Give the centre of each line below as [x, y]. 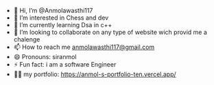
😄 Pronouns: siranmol [45, 57]
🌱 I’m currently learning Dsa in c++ [63, 25]
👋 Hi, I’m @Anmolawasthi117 [53, 11]
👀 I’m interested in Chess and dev [61, 18]
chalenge [27, 39]
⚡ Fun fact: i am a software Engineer [65, 64]
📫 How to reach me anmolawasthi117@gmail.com [84, 47]
